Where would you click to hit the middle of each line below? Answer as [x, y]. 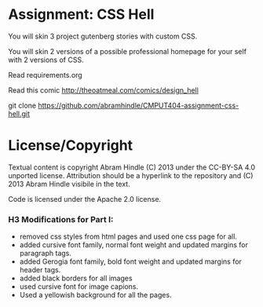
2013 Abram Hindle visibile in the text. [69, 184]
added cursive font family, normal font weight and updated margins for [134, 245]
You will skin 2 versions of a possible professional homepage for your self [128, 51]
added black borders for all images [76, 278]
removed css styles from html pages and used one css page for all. [128, 236]
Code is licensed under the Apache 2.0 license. [85, 199]
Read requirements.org [45, 75]
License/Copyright [71, 146]
